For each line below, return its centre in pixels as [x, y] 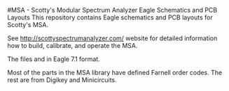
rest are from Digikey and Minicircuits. [62, 80]
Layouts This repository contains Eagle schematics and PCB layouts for [110, 17]
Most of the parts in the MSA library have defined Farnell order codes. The [115, 73]
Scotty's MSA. [28, 25]
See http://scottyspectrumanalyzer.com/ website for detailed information [112, 38]
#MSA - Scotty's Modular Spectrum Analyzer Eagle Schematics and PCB [112, 10]
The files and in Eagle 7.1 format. [54, 59]
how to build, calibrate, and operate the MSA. [72, 45]
